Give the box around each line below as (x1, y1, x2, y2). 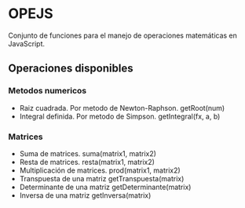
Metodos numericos (8, 86, 87, 97)
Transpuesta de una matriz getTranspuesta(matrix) (19, 173, 185, 183)
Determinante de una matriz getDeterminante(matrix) (19, 182, 192, 192)
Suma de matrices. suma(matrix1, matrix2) (19, 148, 157, 158)
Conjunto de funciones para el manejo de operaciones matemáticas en (8, 31, 238, 40)
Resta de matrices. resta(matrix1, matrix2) (19, 157, 155, 166)
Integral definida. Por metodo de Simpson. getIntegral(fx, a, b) (19, 111, 221, 121)
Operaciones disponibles (8, 62, 133, 75)
